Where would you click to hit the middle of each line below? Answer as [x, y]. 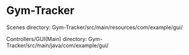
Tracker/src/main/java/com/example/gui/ [57, 45]
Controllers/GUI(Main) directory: [46, 39]
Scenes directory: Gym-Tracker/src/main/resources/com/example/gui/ [94, 27]
